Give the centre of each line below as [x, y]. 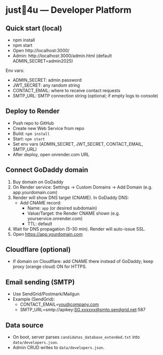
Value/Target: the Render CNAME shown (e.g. [74, 213]
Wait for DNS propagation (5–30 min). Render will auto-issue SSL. [79, 229]
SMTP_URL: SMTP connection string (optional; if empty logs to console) [85, 96]
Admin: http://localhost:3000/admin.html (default [62, 56]
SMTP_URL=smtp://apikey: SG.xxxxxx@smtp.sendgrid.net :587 [83, 310]
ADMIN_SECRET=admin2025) [43, 61]
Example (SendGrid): [34, 299]
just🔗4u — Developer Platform [68, 10]
